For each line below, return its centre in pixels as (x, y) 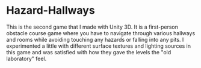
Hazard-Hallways (51, 10)
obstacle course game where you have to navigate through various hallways (101, 33)
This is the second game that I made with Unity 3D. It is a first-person (92, 27)
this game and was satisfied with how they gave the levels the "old (89, 52)
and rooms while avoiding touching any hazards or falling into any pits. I (95, 39)
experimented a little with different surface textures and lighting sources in (99, 46)
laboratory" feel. (26, 58)
